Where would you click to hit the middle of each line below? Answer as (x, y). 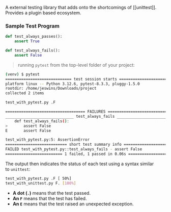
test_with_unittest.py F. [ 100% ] (41, 183)
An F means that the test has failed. (50, 198)
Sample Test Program (33, 26)
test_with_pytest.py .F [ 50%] (38, 178)
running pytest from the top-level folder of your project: (76, 65)
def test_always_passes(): (34, 37)
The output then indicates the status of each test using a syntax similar (80, 164)
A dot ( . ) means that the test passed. (51, 193)
